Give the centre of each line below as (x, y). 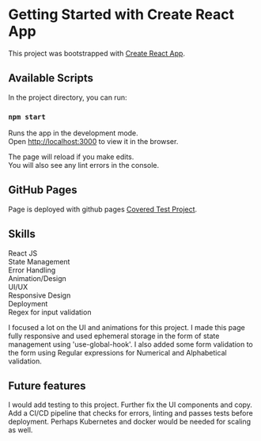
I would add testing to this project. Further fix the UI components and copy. (130, 405)
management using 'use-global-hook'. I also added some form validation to (130, 344)
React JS (23, 253)
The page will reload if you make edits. (71, 157)
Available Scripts (51, 78)
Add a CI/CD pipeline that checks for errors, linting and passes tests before (130, 413)
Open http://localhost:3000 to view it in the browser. (93, 142)
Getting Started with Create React (121, 15)
